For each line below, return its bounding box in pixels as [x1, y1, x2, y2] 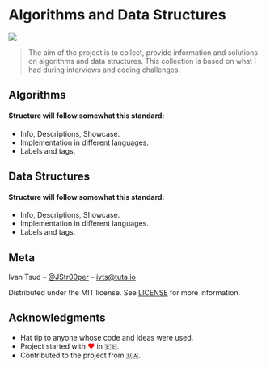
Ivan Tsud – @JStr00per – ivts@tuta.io [8, 272, 136, 281]
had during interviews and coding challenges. [27, 65, 180, 74]
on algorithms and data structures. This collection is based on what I [27, 56, 257, 66]
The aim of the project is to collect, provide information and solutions [27, 47, 259, 57]
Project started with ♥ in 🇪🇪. [19, 341, 120, 351]
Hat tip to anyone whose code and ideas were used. [19, 332, 194, 342]
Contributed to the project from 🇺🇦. [19, 350, 141, 360]
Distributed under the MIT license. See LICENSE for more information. [8, 287, 241, 297]
